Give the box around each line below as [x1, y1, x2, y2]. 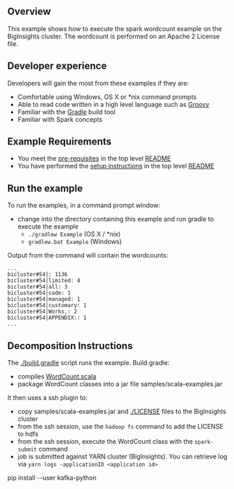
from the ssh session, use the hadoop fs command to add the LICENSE [17, 422, 224, 431]
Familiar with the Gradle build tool [17, 108, 116, 116]
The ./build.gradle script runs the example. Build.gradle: [7, 359, 170, 367]
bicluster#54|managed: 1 [7, 296, 81, 303]
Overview [7, 6, 52, 18]
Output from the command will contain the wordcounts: [7, 251, 168, 260]
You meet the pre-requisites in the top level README [17, 154, 171, 163]
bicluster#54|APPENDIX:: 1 [7, 314, 87, 321]
